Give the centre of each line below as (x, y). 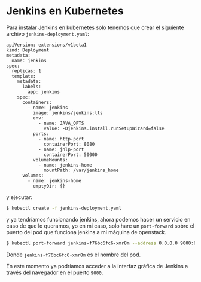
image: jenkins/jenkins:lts (68, 113)
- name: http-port (61, 139)
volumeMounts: (50, 160)
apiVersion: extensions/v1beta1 (46, 45)
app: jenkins (44, 92)
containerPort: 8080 (69, 144)
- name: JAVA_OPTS (61, 123)
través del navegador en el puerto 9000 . (55, 272)
